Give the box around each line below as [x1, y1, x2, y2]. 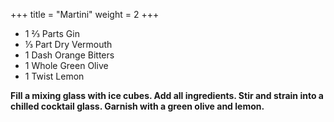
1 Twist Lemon [24, 70, 85, 82]
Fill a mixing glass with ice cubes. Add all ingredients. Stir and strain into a [10, 90, 324, 101]
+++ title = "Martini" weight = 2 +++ [10, 9, 160, 20]
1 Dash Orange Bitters [24, 49, 115, 61]
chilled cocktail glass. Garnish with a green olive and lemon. [10, 100, 265, 112]
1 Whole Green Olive [24, 60, 109, 71]
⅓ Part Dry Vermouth [24, 39, 113, 50]
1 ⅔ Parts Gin [24, 28, 80, 39]
